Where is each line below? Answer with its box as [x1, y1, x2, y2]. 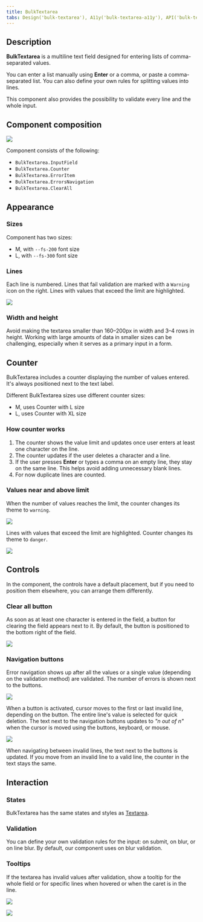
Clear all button [6, 602, 53, 611]
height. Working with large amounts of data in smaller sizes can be [6, 334, 172, 341]
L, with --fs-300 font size [14, 252, 78, 259]
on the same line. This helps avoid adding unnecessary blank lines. [14, 464, 182, 472]
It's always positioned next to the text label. [6, 380, 115, 388]
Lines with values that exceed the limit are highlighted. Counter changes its [6, 529, 193, 536]
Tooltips [6, 860, 31, 868]
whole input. [6, 102, 37, 109]
